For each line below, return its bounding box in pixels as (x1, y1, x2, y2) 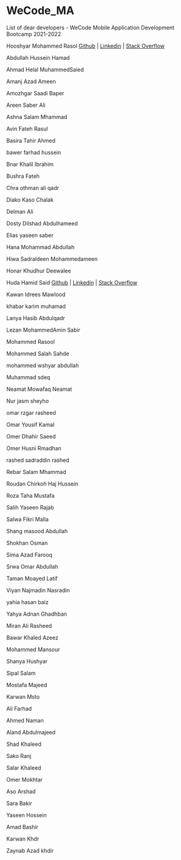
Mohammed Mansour (6, 646, 60, 653)
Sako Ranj (6, 752, 32, 759)
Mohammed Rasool (6, 338, 55, 345)
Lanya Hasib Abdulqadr (6, 314, 65, 321)
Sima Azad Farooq (6, 551, 53, 558)
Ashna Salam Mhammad (6, 113, 68, 120)
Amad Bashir (6, 823, 38, 831)
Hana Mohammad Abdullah (6, 243, 75, 250)
